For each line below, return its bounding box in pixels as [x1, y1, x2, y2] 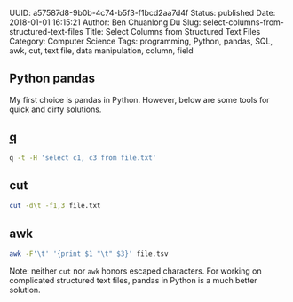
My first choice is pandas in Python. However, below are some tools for [9, 94, 270, 105]
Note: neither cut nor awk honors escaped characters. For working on [9, 266, 262, 276]
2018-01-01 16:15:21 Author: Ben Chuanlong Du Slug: [9, 17, 202, 28]
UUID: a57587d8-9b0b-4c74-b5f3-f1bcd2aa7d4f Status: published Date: [9, 8, 276, 18]
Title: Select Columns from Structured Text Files [84, 27, 261, 36]
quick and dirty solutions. [9, 104, 102, 115]
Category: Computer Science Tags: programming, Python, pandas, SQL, [9, 36, 273, 46]
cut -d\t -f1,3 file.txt [9, 202, 101, 211]
